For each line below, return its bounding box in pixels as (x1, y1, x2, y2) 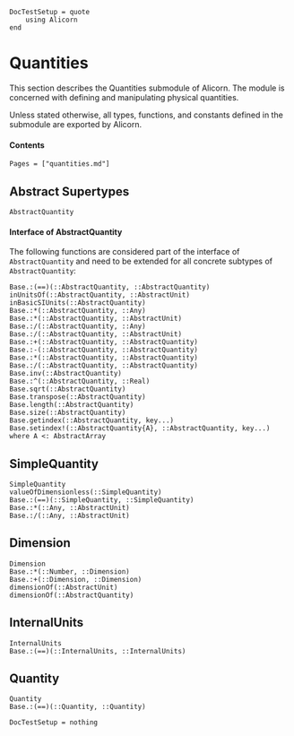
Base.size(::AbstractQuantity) (9, 408, 126, 418)
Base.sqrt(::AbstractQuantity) (9, 385, 126, 394)
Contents (9, 139, 45, 151)
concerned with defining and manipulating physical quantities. (9, 91, 239, 102)
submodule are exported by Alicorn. (9, 118, 143, 129)
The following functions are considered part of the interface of (9, 247, 240, 257)
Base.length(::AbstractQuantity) (9, 401, 134, 410)
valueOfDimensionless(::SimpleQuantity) (9, 488, 163, 497)
